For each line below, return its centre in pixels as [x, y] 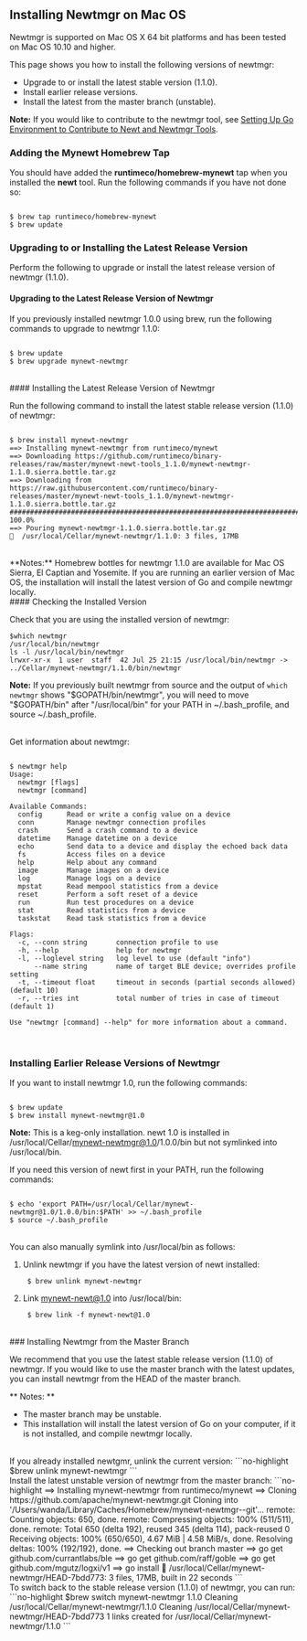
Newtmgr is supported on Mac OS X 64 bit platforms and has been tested [148, 37]
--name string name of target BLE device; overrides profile [165, 966]
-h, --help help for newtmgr [100, 950]
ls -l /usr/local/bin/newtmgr [67, 652]
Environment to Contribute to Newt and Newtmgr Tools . [114, 129]
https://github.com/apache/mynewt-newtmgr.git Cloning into [124, 1499]
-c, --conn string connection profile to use [118, 942]
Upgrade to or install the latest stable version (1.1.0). [120, 82]
